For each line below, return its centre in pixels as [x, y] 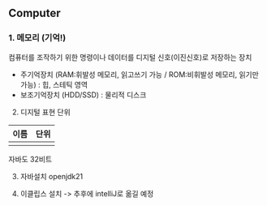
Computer [34, 13]
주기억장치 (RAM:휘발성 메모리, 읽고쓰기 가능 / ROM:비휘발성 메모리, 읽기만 [140, 74]
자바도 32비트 [30, 159]
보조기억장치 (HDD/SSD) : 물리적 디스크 [83, 94]
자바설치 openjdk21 [52, 176]
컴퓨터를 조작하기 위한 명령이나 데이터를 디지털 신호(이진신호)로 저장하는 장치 [130, 57]
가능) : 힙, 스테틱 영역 [54, 84]
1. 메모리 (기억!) [37, 38]
